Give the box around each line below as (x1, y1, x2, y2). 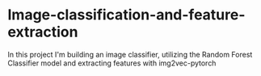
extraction (7, 23, 78, 41)
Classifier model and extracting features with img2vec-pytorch (7, 58, 217, 68)
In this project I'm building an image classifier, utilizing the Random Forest (7, 49, 253, 59)
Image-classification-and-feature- (7, 6, 246, 24)
